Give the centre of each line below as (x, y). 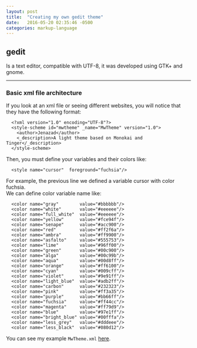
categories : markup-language (42, 28)
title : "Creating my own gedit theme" (55, 17)
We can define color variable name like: (54, 193)
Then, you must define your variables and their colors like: (76, 159)
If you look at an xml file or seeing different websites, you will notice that (94, 106)
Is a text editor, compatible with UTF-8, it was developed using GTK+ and (94, 66)
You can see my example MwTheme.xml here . (58, 339)
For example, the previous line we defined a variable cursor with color (90, 181)
